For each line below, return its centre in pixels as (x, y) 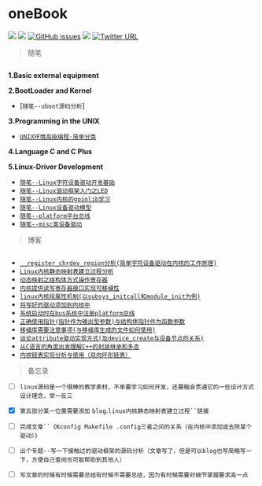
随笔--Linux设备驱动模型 (55, 208)
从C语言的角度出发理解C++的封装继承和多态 (79, 347)
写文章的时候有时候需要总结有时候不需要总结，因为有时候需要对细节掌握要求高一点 (134, 475)
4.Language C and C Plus (50, 151)
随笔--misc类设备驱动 (51, 224)
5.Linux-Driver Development (56, 167)
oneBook (38, 14)
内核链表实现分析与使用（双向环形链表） (75, 355)
